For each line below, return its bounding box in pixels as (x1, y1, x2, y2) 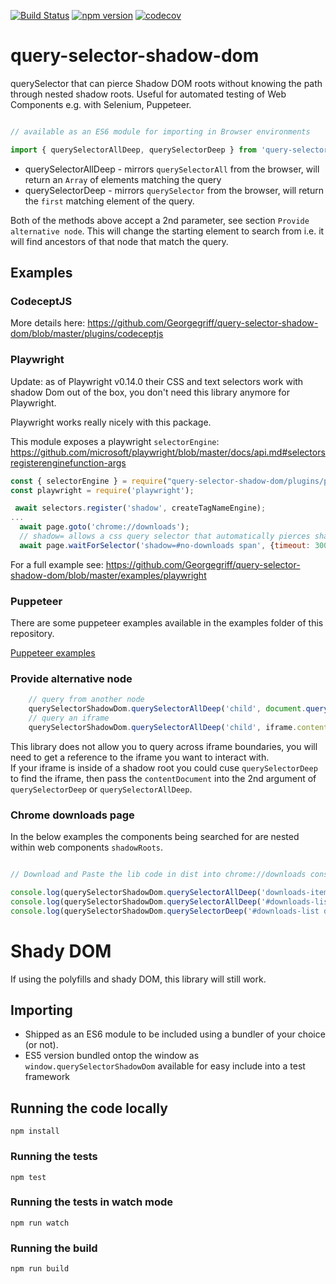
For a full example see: (10, 558, 104, 570)
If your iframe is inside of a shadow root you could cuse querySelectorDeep (10, 761, 318, 774)
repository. (10, 628, 55, 640)
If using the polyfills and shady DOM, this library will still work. (10, 973, 267, 985)
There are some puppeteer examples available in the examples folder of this (10, 617, 324, 629)
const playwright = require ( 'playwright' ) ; (10, 485, 195, 495)
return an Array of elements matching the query (24, 173, 222, 185)
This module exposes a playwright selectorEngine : (10, 435, 220, 447)
